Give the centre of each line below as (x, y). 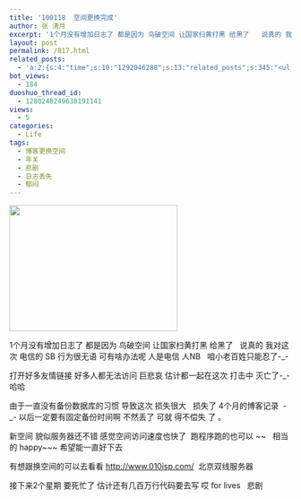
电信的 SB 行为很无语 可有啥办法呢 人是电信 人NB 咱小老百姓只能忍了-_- (154, 356)
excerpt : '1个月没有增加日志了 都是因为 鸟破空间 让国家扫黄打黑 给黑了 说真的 (146, 34)
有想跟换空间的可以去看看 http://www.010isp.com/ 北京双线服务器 (131, 467)
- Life (30, 135)
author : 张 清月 (38, 26)
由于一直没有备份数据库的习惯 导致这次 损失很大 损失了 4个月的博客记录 (144, 406)
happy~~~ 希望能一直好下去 (71, 447)
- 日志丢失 (35, 176)
